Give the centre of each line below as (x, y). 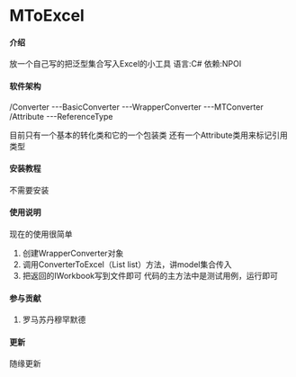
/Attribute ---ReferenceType (61, 116)
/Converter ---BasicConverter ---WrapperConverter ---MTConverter (136, 107)
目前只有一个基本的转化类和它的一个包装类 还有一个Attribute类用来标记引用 (148, 135)
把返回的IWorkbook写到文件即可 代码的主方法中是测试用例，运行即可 (150, 276)
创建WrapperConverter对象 (73, 253)
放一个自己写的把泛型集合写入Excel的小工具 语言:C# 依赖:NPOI (126, 64)
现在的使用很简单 (41, 234)
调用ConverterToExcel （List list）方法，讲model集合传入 (127, 265)
